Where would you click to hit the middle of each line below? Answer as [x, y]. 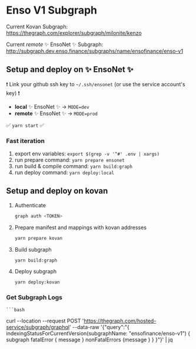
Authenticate [30, 205]
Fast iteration [26, 141]
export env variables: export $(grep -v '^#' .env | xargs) [87, 154]
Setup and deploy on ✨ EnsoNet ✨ [70, 69]
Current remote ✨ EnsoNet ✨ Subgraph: [55, 44]
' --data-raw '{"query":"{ [99, 327]
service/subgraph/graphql [38, 327]
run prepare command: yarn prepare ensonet [69, 160]
